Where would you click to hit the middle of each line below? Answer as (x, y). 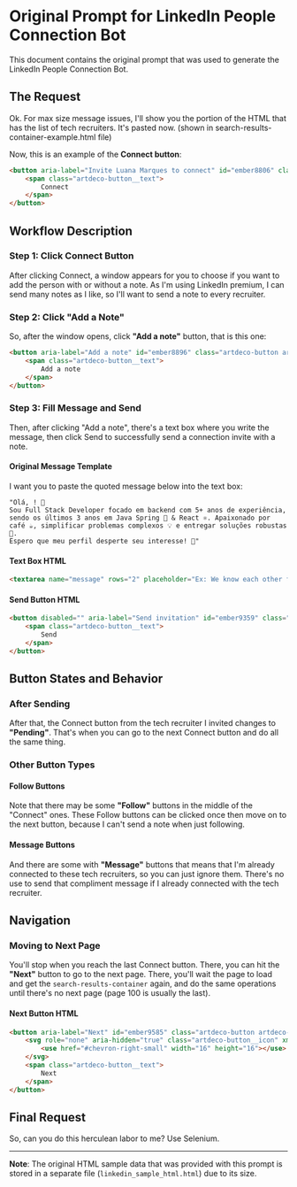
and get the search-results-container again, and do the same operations (143, 983)
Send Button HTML (45, 599)
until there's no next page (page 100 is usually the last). (110, 993)
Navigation (40, 921)
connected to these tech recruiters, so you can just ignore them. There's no (147, 874)
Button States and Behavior (86, 679)
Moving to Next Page (55, 945)
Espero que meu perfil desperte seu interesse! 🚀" (104, 541)
